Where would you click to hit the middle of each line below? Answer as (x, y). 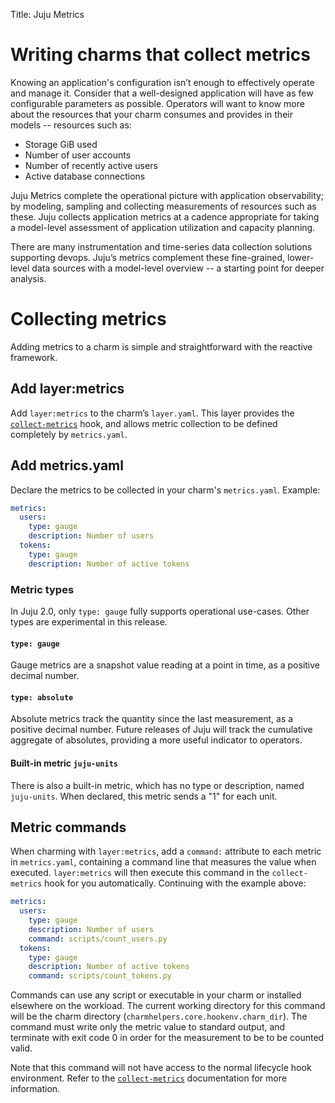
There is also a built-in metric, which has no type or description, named (157, 785)
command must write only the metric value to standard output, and (148, 1027)
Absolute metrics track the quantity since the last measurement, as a (152, 719)
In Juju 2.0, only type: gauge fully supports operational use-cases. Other (160, 611)
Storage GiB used (61, 144)
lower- (301, 257)
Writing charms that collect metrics (160, 55)
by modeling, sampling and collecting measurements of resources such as (163, 206)
